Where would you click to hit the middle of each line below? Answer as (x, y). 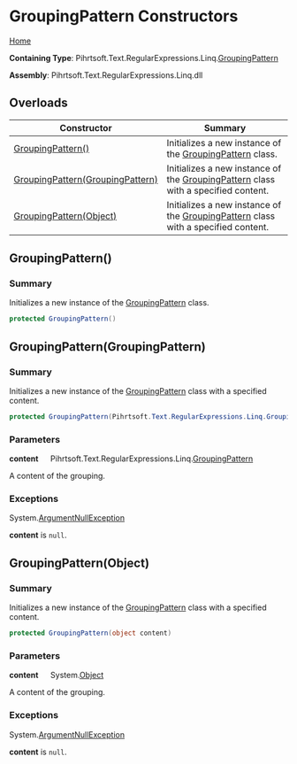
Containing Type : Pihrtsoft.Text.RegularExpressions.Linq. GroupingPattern (144, 58)
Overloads (38, 103)
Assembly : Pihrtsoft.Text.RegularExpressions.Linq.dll (106, 75)
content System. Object (57, 675)
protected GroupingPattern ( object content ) (91, 633)
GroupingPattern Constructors (124, 16)
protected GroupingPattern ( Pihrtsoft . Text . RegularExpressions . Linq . (138, 417)
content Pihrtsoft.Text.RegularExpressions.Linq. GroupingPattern (131, 459)
